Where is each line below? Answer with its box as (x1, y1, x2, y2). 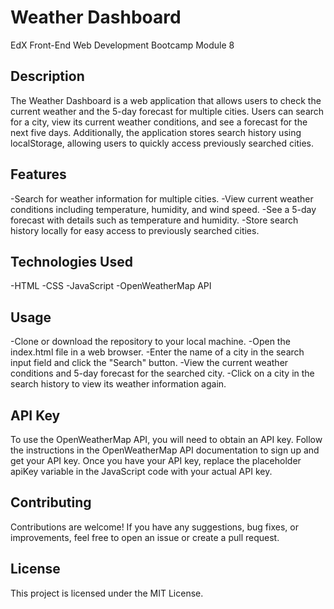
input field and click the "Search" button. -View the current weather (10, 357, 289, 369)
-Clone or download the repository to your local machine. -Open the (10, 336, 291, 348)
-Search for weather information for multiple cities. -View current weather (10, 192, 314, 205)
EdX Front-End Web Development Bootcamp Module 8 (10, 39, 235, 51)
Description (10, 68, 85, 85)
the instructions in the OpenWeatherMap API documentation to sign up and (10, 444, 320, 456)
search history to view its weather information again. (10, 378, 227, 390)
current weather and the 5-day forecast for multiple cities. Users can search (10, 105, 325, 117)
